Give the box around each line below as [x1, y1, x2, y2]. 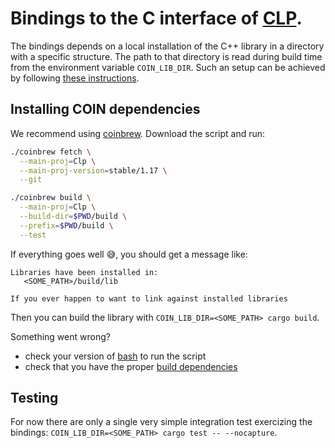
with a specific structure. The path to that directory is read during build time [10, 50, 323, 62]
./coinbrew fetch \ [10, 147, 92, 157]
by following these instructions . [10, 72, 140, 84]
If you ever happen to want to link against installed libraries [10, 293, 288, 304]
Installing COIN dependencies [10, 101, 201, 118]
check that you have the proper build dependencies [24, 360, 238, 372]
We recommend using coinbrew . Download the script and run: [10, 127, 266, 139]
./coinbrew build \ [10, 193, 92, 203]
